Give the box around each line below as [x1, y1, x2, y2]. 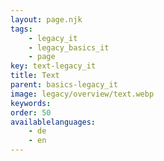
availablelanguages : [10, 117, 97, 127]
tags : [10, 24, 33, 34]
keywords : [10, 98, 52, 108]
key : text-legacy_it [10, 61, 97, 71]
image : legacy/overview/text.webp [10, 89, 155, 99]
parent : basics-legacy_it [10, 80, 118, 90]
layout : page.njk [10, 14, 83, 25]
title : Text [10, 71, 60, 81]
